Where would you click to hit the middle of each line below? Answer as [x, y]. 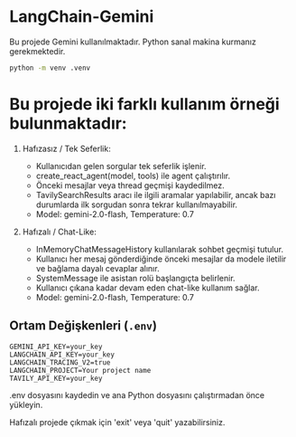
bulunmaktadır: [69, 123]
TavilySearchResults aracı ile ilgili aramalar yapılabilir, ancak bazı [156, 195]
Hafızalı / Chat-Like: [59, 232]
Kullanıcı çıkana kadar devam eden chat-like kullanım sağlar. [148, 288]
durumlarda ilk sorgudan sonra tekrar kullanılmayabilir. [136, 204]
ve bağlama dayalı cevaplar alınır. [97, 268]
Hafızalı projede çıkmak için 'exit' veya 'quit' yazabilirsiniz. [117, 422]
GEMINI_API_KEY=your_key [56, 347]
